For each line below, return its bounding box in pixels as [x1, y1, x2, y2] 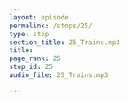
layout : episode [9, 12, 69, 22]
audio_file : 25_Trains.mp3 [9, 71, 109, 80]
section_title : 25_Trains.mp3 [9, 37, 121, 47]
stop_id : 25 [9, 63, 53, 72]
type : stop [9, 29, 49, 38]
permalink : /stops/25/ [9, 21, 93, 30]
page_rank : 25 [9, 54, 62, 63]
